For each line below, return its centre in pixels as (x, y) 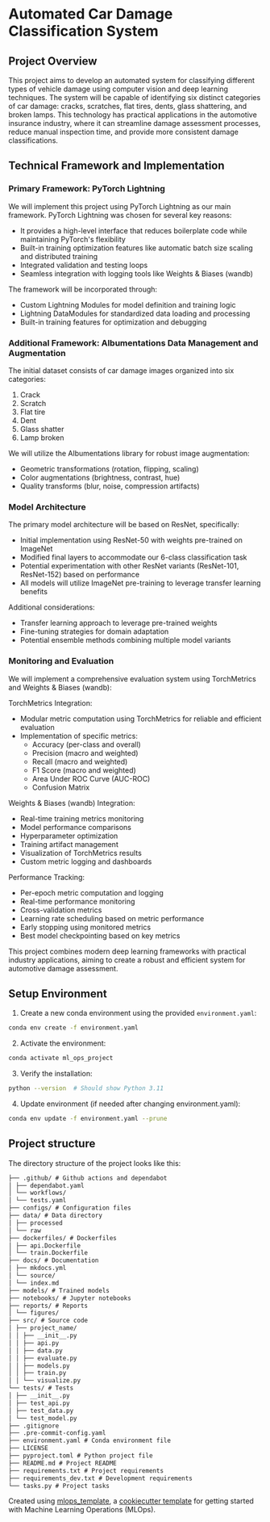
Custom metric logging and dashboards (86, 862)
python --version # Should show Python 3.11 (86, 1088)
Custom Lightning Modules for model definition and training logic (128, 304)
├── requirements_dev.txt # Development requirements (101, 1478)
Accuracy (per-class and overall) (86, 744)
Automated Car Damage (91, 14)
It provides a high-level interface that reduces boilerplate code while (133, 230)
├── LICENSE (28, 1449)
